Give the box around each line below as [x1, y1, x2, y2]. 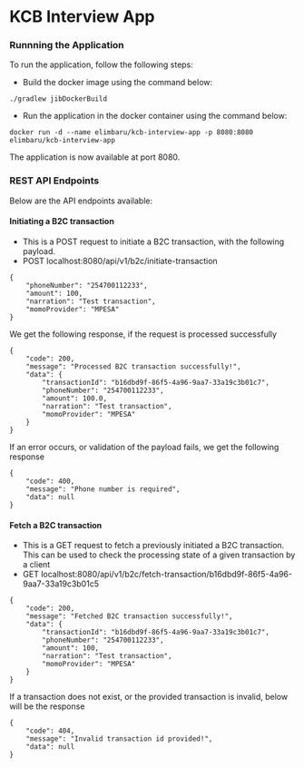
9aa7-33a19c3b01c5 [22, 578, 100, 589]
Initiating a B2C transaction [9, 216, 115, 227]
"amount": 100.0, [42, 393, 107, 403]
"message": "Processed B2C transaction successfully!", [25, 361, 242, 371]
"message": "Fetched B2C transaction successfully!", [25, 612, 233, 621]
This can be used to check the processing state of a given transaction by [22, 549, 296, 560]
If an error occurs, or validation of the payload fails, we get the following [9, 441, 279, 452]
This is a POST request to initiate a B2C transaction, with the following [22, 236, 285, 247]
